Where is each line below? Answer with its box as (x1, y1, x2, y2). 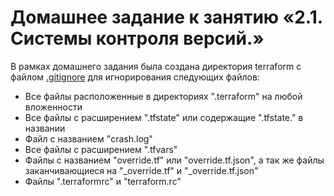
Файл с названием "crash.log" (24, 132, 153, 145)
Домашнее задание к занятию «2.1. (10, 6, 323, 29)
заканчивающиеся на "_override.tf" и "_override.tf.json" (24, 164, 259, 176)
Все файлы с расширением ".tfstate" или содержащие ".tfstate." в (24, 111, 304, 123)
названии (24, 122, 66, 134)
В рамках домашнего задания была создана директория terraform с (10, 60, 302, 72)
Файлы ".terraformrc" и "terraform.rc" (24, 175, 182, 187)
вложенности (24, 101, 83, 113)
